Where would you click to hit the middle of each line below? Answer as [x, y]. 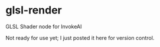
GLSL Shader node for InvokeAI [44, 26]
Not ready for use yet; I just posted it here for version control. [80, 38]
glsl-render [34, 10]
